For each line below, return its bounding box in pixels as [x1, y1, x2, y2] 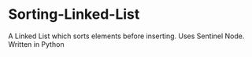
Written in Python [8, 39, 65, 48]
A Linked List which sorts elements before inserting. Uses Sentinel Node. [8, 31, 245, 41]
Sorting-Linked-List [8, 5, 140, 23]
